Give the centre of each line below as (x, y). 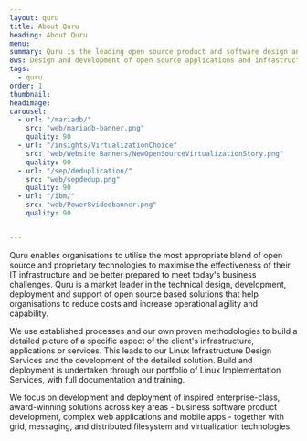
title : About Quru (44, 26)
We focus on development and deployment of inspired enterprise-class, (145, 397)
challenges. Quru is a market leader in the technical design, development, (148, 284)
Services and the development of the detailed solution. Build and (131, 360)
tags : (20, 69)
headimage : (30, 103)
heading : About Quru (49, 35)
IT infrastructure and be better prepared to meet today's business (133, 274)
